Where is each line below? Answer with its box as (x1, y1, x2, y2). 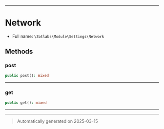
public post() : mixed (5, 73, 49, 78)
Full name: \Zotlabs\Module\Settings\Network (12, 33, 104, 39)
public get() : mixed (5, 100, 47, 105)
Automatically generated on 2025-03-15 (17, 118, 98, 124)
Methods (5, 47, 33, 56)
